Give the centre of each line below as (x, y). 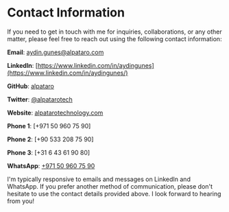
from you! (21, 201)
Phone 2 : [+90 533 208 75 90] (50, 139)
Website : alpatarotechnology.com (55, 113)
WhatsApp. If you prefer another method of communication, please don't (110, 186)
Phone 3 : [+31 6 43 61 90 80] (49, 152)
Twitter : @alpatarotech (40, 99)
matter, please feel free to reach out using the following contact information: (114, 38)
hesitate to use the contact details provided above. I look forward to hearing (114, 193)
